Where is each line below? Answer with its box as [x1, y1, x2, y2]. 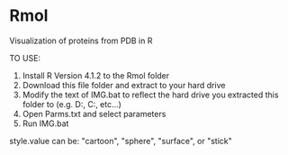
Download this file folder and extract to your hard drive [22, 79, 226, 90]
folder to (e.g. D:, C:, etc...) [22, 98, 121, 109]
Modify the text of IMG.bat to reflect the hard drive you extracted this [22, 89, 279, 100]
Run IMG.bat [22, 118, 69, 129]
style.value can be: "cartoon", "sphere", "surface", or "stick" [9, 135, 232, 146]
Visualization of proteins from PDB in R [9, 35, 153, 46]
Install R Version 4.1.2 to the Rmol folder [22, 69, 170, 81]
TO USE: [9, 52, 41, 63]
